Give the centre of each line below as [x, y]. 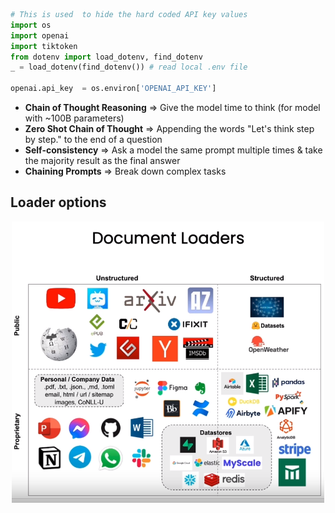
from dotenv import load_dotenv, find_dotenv [106, 57]
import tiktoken [44, 46]
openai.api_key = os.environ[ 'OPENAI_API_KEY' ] [113, 89]
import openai [40, 35]
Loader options [58, 202]
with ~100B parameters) [74, 118]
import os [31, 25]
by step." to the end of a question [93, 139]
